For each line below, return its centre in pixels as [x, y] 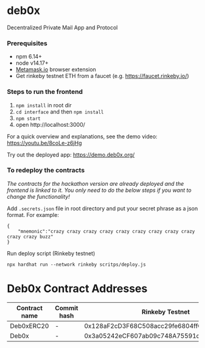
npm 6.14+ [29, 57]
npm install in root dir [43, 105]
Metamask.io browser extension [56, 69]
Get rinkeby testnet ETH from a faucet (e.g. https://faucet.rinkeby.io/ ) [102, 76]
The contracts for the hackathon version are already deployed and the [96, 183]
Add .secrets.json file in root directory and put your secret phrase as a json [102, 208]
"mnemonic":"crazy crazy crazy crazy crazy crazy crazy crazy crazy [106, 231]
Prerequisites [27, 43]
